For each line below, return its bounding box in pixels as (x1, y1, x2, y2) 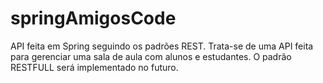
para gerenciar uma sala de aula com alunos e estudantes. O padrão (10, 50, 292, 62)
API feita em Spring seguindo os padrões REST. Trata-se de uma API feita (10, 40, 314, 52)
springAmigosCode (10, 7, 177, 30)
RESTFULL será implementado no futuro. (10, 61, 179, 73)
